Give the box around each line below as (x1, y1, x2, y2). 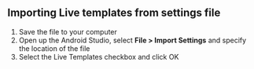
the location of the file (18, 43, 90, 53)
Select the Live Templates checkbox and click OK (18, 52, 179, 61)
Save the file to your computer (18, 27, 117, 36)
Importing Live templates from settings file (7, 6, 221, 20)
